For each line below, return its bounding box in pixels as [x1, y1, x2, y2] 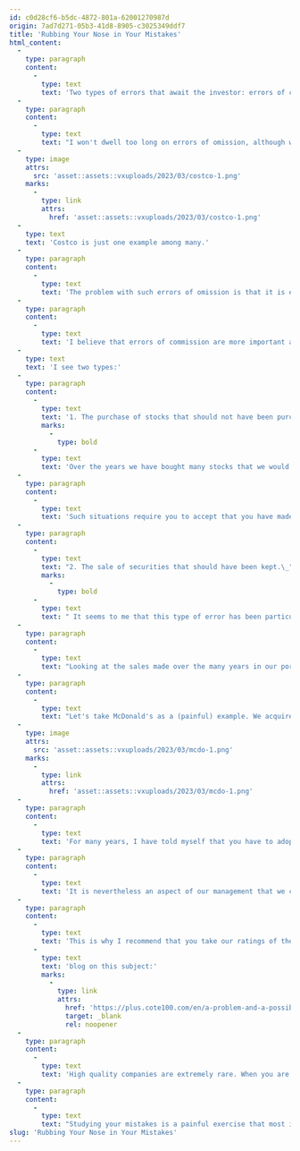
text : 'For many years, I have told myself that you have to [41, 837, 274, 846]
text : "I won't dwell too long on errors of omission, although [41, 138, 286, 147]
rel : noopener [65, 1019, 118, 1029]
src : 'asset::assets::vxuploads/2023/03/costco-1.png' [32, 171, 242, 180]
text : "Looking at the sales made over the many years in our [41, 662, 278, 671]
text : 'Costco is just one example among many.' [25, 238, 210, 247]
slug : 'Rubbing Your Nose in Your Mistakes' [9, 1129, 178, 1138]
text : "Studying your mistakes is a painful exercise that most [41, 1120, 286, 1129]
